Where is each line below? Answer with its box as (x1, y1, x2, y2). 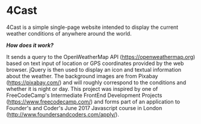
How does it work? (6, 42, 54, 49)
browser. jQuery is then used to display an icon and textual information (6, 66, 182, 73)
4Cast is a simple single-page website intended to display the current (6, 23, 179, 31)
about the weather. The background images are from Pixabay (6, 72, 158, 79)
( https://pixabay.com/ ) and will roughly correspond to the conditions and (6, 79, 187, 86)
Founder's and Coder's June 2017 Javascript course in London (6, 104, 162, 111)
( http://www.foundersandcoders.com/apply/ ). (6, 111, 119, 118)
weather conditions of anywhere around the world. (6, 29, 132, 37)
